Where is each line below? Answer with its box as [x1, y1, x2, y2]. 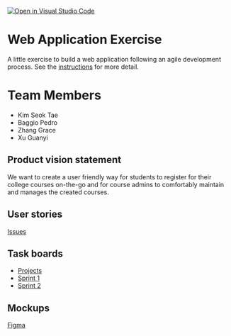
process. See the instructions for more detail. [7, 62, 140, 71]
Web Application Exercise [7, 32, 162, 47]
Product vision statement [7, 154, 122, 166]
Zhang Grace [17, 125, 57, 134]
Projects [17, 267, 43, 275]
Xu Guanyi [17, 133, 48, 142]
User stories [7, 208, 62, 220]
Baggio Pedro [17, 118, 58, 127]
